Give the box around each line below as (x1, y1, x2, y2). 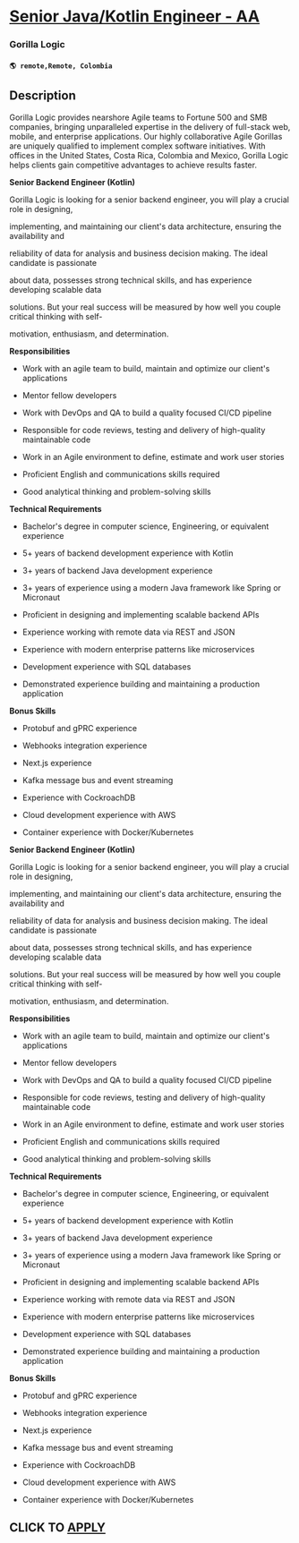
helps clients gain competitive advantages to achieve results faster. (9, 159, 258, 170)
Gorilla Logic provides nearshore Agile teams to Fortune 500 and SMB (9, 112, 268, 123)
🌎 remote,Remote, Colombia (9, 61, 113, 71)
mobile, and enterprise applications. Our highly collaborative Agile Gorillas (9, 131, 283, 141)
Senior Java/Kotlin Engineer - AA (9, 6, 261, 27)
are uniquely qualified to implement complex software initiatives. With (9, 141, 266, 151)
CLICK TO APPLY (9, 1520, 106, 1535)
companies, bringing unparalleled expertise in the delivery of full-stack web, (9, 121, 291, 132)
